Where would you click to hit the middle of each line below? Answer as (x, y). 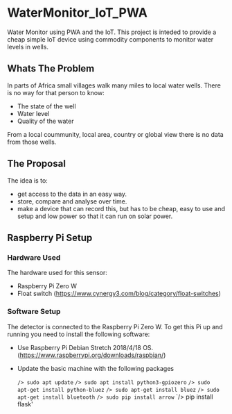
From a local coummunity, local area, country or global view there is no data (115, 134)
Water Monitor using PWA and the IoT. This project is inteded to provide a (112, 32)
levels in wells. (28, 47)
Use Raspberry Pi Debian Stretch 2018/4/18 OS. (85, 347)
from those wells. (32, 142)
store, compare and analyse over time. (72, 201)
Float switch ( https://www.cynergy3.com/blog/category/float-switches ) (119, 294)
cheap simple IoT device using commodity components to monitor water (110, 39)
